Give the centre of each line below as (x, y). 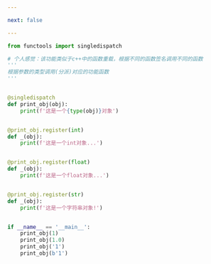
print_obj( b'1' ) (44, 253)
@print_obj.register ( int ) (45, 130)
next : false (25, 20)
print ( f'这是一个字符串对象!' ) (61, 208)
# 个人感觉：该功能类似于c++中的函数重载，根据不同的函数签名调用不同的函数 (105, 59)
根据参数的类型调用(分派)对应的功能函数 (58, 72)
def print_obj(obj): (38, 104)
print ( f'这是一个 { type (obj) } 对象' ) (70, 111)
